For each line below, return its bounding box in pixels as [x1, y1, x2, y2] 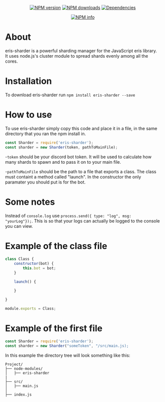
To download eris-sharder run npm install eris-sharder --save [5, 92, 135, 98]
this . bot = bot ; [23, 266, 56, 271]
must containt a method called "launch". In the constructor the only [5, 174, 141, 180]
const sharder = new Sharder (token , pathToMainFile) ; [5, 145, 118, 150]
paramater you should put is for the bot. [5, 179, 86, 185]
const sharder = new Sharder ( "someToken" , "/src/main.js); [5, 343, 129, 349]
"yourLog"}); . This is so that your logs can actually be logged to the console [5, 218, 160, 224]
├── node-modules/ [5, 366, 43, 371]
